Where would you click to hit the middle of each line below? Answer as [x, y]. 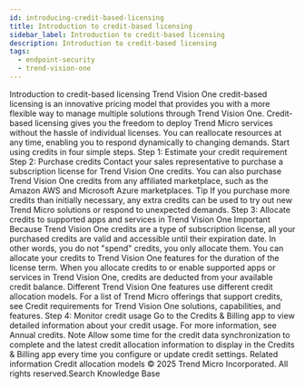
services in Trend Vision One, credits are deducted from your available [142, 276]
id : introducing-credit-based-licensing [87, 18]
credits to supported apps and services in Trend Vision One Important [140, 219]
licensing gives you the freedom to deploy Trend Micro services [154, 122]
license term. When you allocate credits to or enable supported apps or [143, 267]
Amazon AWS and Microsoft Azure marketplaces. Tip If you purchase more [150, 190]
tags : [20, 52]
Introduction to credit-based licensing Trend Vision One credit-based [138, 94]
